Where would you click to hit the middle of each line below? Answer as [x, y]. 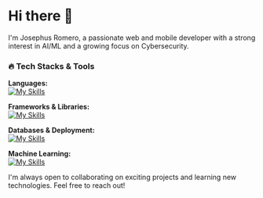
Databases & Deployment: [52, 130]
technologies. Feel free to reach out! [67, 185]
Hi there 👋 [40, 16]
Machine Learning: [40, 154]
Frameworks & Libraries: [49, 107]
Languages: [28, 83]
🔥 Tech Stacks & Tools [51, 66]
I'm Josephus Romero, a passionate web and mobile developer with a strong [132, 38]
